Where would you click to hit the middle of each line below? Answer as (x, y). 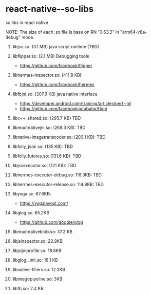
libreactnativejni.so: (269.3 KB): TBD (49, 127)
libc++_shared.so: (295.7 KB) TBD (47, 118)
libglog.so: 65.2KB (31, 212)
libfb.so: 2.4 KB (28, 288)
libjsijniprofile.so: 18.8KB (37, 251)
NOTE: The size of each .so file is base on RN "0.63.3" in (62, 32)
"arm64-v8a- (133, 32)
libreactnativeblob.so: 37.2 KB (42, 232)
